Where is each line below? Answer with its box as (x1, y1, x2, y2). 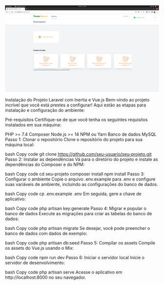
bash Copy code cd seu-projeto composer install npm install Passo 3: (5, 171, 145, 177)
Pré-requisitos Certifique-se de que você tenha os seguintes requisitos (5, 117, 148, 122)
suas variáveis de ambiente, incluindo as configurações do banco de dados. (5, 181, 158, 187)
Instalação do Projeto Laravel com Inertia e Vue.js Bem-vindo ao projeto (5, 97, 150, 102)
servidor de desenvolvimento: (5, 260, 65, 265)
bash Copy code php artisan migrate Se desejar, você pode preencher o (5, 225, 150, 231)
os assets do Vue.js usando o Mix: (5, 245, 74, 251)
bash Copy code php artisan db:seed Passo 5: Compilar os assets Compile (5, 240, 155, 245)
